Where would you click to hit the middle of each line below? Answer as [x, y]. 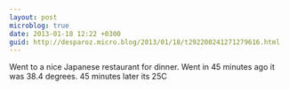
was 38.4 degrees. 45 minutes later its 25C [88, 77]
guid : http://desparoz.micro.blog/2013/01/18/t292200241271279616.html [144, 42]
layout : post [33, 17]
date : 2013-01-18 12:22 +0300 [65, 34]
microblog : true [39, 26]
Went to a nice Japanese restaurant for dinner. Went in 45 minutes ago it [142, 67]
